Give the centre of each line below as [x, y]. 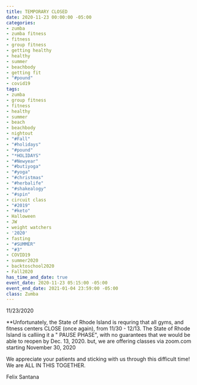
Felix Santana [23, 377]
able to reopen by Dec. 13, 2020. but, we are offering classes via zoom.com [99, 341]
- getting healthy [29, 51]
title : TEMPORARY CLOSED [37, 12]
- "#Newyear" [22, 161]
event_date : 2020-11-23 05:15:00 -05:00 [57, 283]
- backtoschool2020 [30, 266]
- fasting [18, 239]
